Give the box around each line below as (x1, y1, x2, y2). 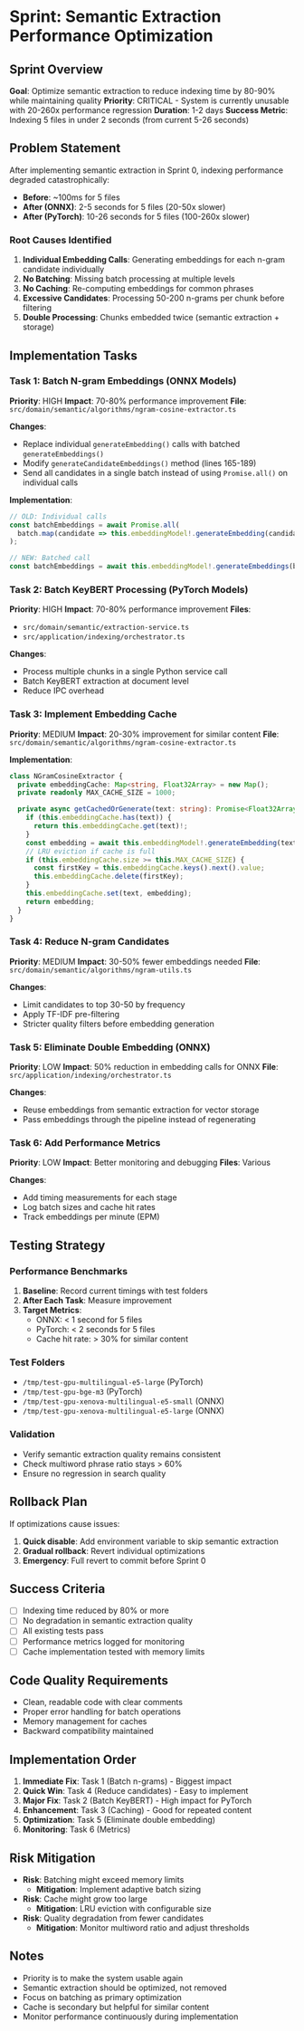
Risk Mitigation (9, 1850, 96, 1865)
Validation (9, 1428, 56, 1441)
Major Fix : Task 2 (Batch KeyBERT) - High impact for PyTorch (22, 1795, 252, 1807)
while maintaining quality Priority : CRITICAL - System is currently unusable (9, 95, 290, 106)
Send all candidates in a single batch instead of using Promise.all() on (22, 467, 288, 478)
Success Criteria (9, 1581, 106, 1597)
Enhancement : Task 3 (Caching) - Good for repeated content (22, 1805, 252, 1816)
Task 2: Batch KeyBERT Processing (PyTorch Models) (9, 583, 249, 596)
